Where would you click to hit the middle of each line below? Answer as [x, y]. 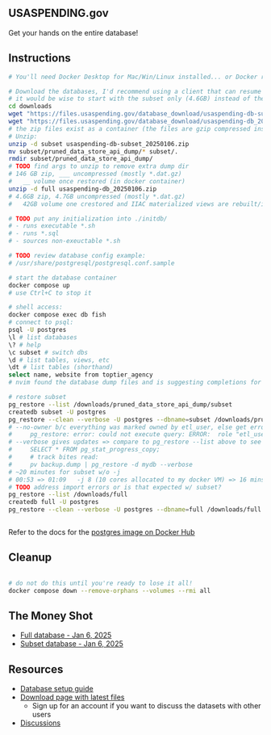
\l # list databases [43, 337]
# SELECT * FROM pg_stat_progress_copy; [84, 450]
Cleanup [30, 558]
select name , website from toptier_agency [81, 375]
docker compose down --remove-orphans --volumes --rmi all [110, 590]
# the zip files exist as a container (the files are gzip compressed [129, 128]
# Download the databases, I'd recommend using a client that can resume [135, 91]
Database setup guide [57, 689]
